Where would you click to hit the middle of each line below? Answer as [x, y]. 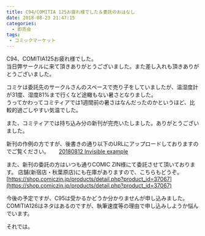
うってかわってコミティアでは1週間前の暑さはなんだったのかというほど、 [98, 102]
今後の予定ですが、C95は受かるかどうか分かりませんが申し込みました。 [97, 198]
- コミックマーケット [32, 40]
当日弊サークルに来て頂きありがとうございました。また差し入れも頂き [95, 66]
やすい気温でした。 [57, 110]
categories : [21, 23]
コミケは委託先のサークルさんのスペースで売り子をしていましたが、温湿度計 [102, 87]
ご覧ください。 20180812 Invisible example [70, 151]
